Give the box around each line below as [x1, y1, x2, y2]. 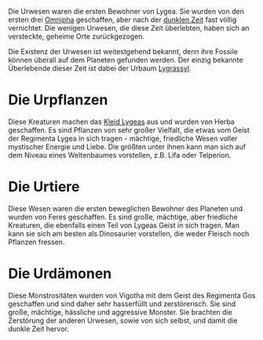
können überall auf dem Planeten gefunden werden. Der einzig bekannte [8, 55, 243, 64]
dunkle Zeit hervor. [8, 324, 69, 333]
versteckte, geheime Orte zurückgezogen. [8, 31, 145, 41]
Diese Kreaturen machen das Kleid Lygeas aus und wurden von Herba [8, 117, 236, 126]
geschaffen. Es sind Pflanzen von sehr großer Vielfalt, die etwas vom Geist [8, 125, 250, 134]
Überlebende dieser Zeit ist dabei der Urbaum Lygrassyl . [8, 64, 192, 73]
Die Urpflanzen [8, 91, 108, 109]
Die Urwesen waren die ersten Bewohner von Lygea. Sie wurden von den [8, 7, 245, 16]
